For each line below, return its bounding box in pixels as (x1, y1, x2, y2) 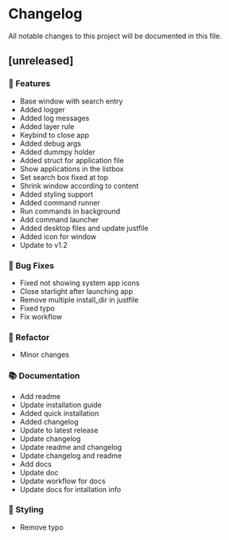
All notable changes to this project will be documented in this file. (8, 31, 223, 41)
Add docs (19, 459, 52, 468)
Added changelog (19, 417, 79, 426)
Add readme (19, 391, 61, 401)
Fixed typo (19, 303, 56, 313)
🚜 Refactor (8, 331, 50, 342)
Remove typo (19, 522, 64, 532)
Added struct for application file (19, 155, 125, 165)
